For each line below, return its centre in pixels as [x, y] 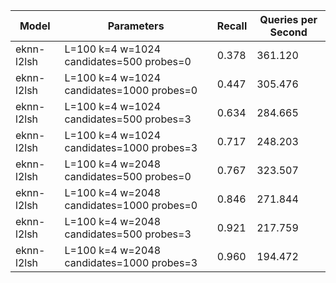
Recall [232, 26]
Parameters [136, 26]
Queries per [288, 19]
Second [288, 32]
